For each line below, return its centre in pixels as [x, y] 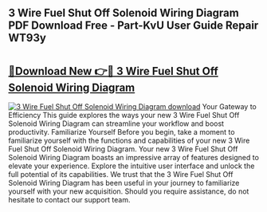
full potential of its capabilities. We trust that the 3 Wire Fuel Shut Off [121, 174]
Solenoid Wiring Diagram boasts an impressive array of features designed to [133, 157]
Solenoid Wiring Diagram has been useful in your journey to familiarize [124, 183]
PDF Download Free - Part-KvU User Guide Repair [133, 26]
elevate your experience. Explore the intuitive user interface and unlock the [132, 166]
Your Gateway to [230, 106]
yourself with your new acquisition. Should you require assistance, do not [129, 191]
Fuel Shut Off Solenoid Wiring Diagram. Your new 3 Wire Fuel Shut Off [123, 149]
